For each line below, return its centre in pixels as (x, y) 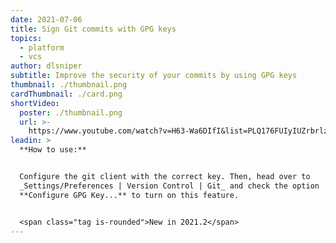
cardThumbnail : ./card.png (66, 94)
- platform (42, 47)
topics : (26, 38)
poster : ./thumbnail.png (71, 112)
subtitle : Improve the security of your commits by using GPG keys (154, 76)
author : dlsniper (46, 66)
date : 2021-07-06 (46, 19)
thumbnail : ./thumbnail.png (69, 85)
